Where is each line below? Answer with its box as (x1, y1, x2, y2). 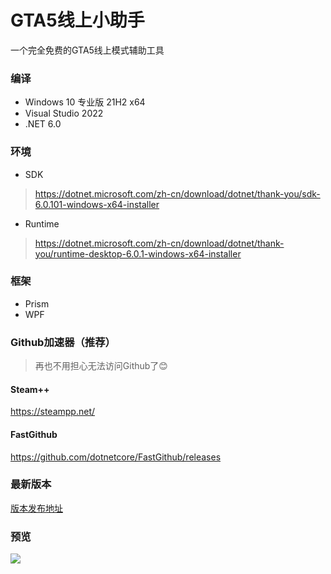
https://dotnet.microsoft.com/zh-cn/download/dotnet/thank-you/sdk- (34, 187, 321, 200)
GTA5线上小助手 (10, 9, 145, 32)
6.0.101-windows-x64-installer (34, 198, 160, 210)
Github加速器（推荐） (10, 335, 116, 349)
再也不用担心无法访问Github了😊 (34, 360, 168, 372)
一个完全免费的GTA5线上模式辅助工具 (10, 44, 165, 56)
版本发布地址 (10, 502, 63, 514)
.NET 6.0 (24, 118, 62, 130)
